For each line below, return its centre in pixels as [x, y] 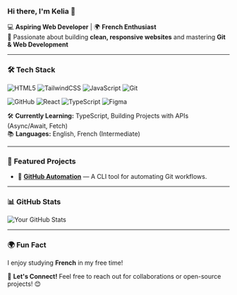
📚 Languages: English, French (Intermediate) [74, 134]
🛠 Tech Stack [31, 70]
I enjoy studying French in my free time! [65, 263]
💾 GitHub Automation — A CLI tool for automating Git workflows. [112, 176]
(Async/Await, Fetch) [38, 125]
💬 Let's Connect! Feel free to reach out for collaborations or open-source [114, 277]
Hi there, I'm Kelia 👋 [42, 11]
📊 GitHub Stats [34, 201]
